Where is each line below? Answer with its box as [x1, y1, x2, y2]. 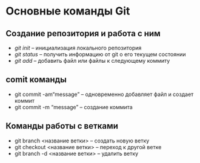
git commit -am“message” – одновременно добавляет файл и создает [14, 91, 194, 98]
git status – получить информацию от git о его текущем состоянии [14, 51, 186, 58]
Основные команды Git [5, 4, 130, 18]
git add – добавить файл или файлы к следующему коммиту [14, 57, 170, 64]
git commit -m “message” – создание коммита [14, 103, 133, 110]
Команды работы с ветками [5, 121, 119, 131]
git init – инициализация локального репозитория [14, 44, 142, 51]
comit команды [5, 74, 67, 85]
